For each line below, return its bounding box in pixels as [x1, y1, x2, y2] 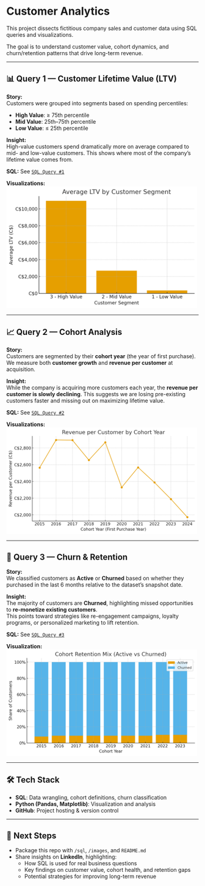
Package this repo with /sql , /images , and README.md [15, 846, 146, 854]
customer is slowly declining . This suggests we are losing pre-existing [6, 390, 186, 397]
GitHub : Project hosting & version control [15, 807, 119, 814]
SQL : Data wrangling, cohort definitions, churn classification [15, 794, 167, 802]
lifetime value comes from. [6, 156, 73, 163]
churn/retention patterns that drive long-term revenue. [6, 49, 143, 56]
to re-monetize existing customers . [6, 606, 98, 614]
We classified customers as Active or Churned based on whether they [6, 574, 184, 582]
